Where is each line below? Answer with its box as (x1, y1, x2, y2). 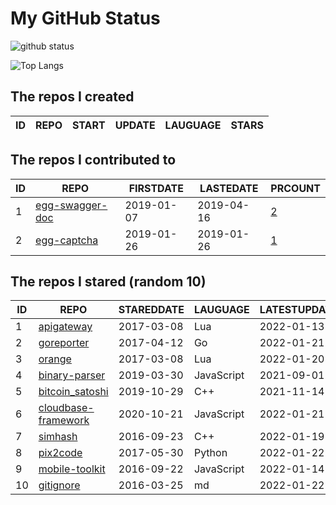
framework (38, 413, 90, 427)
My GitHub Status (10, 7, 161, 30)
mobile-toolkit (38, 462, 106, 476)
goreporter (38, 336, 90, 350)
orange (38, 352, 72, 366)
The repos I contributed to (10, 152, 177, 169)
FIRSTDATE (128, 181, 184, 195)
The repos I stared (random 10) (10, 273, 207, 290)
